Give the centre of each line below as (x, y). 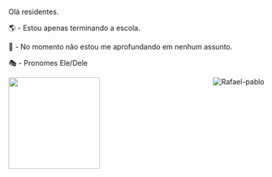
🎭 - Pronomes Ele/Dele (48, 63)
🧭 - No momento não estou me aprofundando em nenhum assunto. (121, 47)
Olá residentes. (34, 12)
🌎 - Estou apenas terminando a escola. (74, 28)
